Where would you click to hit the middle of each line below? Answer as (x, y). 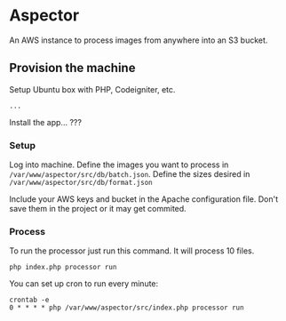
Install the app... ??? (46, 122)
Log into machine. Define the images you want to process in (119, 165)
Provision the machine (72, 68)
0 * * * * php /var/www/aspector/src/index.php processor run (127, 308)
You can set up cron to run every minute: (84, 284)
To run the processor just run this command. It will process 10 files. (132, 251)
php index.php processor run (63, 268)
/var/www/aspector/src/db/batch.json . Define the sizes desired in (130, 174)
